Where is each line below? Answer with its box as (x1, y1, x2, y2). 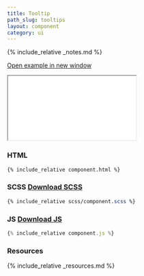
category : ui (7, 29, 44, 36)
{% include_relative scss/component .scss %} (7, 198, 136, 205)
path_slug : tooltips (7, 16, 66, 23)
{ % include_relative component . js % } (7, 229, 115, 237)
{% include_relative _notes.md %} (7, 48, 102, 56)
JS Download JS (7, 214, 63, 224)
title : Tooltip (7, 10, 51, 17)
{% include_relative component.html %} (7, 166, 121, 173)
